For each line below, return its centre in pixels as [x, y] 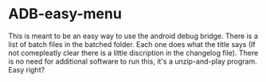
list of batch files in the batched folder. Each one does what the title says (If [132, 44]
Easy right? [27, 69]
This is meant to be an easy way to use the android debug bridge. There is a [133, 36]
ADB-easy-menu [65, 14]
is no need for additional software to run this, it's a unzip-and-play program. [133, 61]
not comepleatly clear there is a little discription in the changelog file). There [133, 53]
